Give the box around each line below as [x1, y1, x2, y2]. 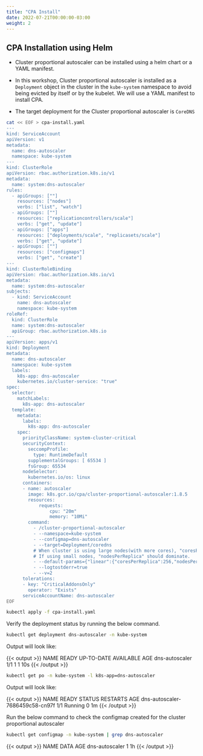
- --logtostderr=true [33, 565, 88, 571]
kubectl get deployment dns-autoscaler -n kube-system [6, 632, 147, 638]
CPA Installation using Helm [6, 42, 113, 53]
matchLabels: [17, 396, 50, 402]
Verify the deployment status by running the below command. [6, 620, 160, 628]
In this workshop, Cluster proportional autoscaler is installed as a [14, 77, 177, 84]
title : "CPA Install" [6, 8, 61, 15]
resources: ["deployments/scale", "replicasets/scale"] [17, 232, 161, 238]
